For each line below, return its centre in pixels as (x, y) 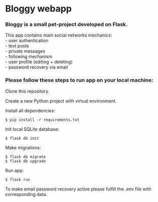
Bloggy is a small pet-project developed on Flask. (66, 25)
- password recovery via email (37, 67)
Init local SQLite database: (32, 129)
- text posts (17, 46)
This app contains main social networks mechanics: (59, 35)
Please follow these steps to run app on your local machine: (79, 80)
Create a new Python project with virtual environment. (61, 101)
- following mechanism (29, 57)
